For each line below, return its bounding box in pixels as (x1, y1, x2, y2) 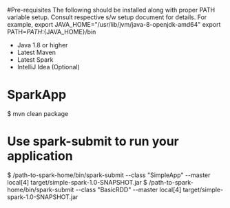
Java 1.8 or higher (17, 41, 68, 49)
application (7, 148, 74, 164)
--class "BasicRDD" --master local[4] (75, 185, 182, 194)
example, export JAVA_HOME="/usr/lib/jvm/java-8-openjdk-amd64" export (7, 21, 221, 28)
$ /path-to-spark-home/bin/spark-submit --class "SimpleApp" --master (7, 171, 211, 179)
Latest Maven (17, 48, 56, 56)
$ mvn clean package (7, 109, 69, 117)
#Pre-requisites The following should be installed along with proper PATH (7, 6, 216, 14)
